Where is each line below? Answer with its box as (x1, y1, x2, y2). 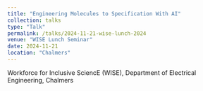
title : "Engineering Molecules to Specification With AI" (7, 10, 181, 17)
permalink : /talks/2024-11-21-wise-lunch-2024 (7, 29, 147, 37)
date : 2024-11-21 (7, 43, 59, 50)
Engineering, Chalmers (7, 76, 74, 84)
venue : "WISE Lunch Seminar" (7, 36, 93, 43)
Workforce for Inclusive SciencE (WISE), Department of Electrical (7, 68, 197, 77)
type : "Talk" (7, 23, 46, 30)
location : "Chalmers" (7, 50, 71, 57)
